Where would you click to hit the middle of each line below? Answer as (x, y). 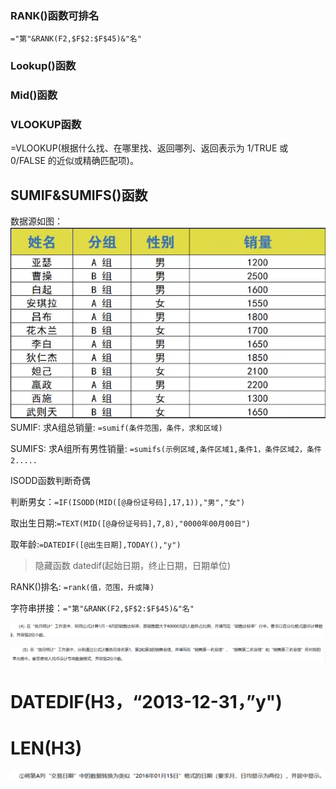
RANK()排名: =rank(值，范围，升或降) (82, 587)
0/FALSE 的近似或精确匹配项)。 (74, 161)
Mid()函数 (34, 95)
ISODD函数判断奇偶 (50, 481)
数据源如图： (36, 221)
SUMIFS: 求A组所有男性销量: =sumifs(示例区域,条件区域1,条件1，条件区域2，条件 (166, 449)
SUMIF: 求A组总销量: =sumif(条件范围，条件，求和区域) (116, 428)
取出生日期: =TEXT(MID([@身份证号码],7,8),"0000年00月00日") (130, 523)
